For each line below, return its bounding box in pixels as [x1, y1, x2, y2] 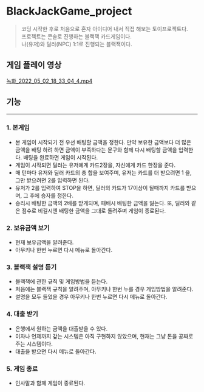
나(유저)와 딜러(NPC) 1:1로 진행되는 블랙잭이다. [21, 40, 132, 47]
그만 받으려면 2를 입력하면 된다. [15, 177, 90, 184]
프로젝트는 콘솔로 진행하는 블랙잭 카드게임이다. [21, 32, 132, 40]
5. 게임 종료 [6, 364, 38, 373]
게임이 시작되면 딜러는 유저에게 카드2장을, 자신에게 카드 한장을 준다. [15, 161, 176, 169]
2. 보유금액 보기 [6, 223, 50, 232]
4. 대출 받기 [6, 310, 38, 318]
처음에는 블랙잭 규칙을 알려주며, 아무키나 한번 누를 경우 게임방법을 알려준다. [15, 285, 194, 293]
